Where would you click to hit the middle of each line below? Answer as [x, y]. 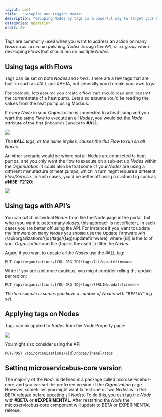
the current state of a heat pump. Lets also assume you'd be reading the [77, 98]
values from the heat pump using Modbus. [47, 103]
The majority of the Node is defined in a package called [60, 379]
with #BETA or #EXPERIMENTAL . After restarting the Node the [67, 400]
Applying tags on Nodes [42, 314]
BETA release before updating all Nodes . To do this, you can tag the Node [78, 395]
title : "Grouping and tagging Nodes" [44, 14]
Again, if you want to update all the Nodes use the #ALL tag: [65, 253]
